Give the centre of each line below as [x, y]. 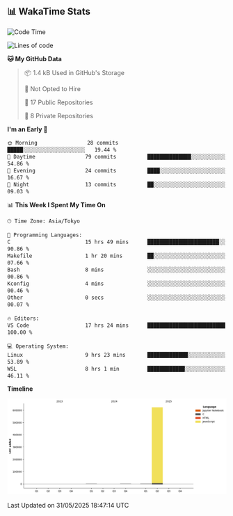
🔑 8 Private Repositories [59, 115]
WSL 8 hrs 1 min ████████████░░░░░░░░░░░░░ [116, 369]
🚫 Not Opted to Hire [53, 88]
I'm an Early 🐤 [27, 129]
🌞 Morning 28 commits [63, 143]
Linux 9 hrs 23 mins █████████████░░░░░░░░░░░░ [116, 355]
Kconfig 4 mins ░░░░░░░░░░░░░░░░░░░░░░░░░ [116, 284]
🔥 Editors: [23, 319]
